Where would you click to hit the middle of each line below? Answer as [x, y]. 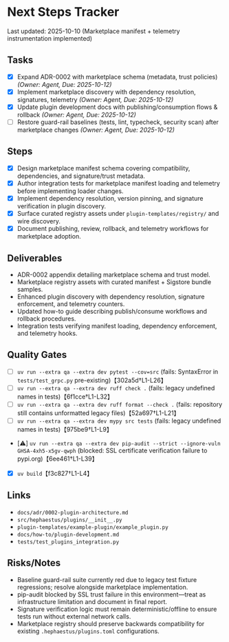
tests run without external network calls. [74, 616]
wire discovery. [39, 221]
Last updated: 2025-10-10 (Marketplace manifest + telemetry [94, 31]
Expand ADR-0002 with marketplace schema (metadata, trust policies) [117, 77]
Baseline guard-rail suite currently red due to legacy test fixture [107, 579]
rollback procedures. [46, 319]
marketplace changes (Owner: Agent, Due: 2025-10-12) [96, 130]
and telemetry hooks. [47, 333]
